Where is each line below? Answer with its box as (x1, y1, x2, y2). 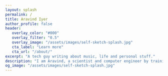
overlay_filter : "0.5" (11, 35, 59, 40)
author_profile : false (5, 21, 52, 26)
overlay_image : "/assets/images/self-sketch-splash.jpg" (11, 40, 133, 45)
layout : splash (5, 7, 37, 12)
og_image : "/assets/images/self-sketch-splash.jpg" (5, 63, 115, 68)
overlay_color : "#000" (11, 30, 59, 35)
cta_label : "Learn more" (11, 44, 64, 49)
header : (5, 26, 21, 31)
